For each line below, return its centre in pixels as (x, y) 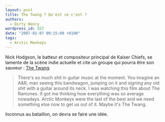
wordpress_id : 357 (25, 29)
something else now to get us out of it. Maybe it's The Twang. (82, 104)
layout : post (19, 10)
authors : (14, 19)
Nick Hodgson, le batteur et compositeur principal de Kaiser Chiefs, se (79, 57)
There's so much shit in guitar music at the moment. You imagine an (88, 77)
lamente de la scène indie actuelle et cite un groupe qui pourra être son (80, 62)
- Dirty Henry (25, 24)
